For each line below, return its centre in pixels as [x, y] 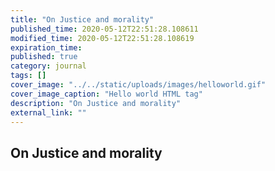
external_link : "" [48, 112]
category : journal [48, 66]
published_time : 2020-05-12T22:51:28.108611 [104, 29]
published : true [44, 57]
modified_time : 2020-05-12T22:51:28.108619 [102, 38]
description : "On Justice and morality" [96, 103]
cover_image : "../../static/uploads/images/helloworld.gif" [138, 85]
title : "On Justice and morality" [82, 19]
